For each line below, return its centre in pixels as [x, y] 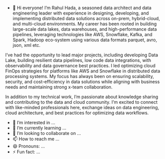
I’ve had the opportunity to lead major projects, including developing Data [82, 55]
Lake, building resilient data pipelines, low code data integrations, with [78, 60]
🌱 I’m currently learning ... [39, 128]
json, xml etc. [26, 45]
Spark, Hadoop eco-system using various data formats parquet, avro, [85, 40]
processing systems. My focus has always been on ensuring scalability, [80, 76]
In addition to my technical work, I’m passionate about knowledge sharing [82, 97]
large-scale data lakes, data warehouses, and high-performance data [85, 29]
